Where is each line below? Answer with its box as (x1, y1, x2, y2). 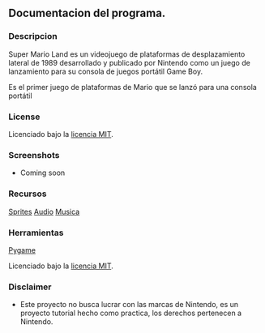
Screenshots (8, 149, 60, 160)
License (8, 111, 41, 122)
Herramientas (8, 227, 64, 238)
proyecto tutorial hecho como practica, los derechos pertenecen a (19, 308, 241, 318)
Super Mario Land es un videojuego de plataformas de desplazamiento (8, 49, 246, 59)
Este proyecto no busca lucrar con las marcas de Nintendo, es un (19, 300, 239, 310)
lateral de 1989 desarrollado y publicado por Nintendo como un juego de (8, 58, 251, 67)
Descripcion (8, 31, 58, 42)
